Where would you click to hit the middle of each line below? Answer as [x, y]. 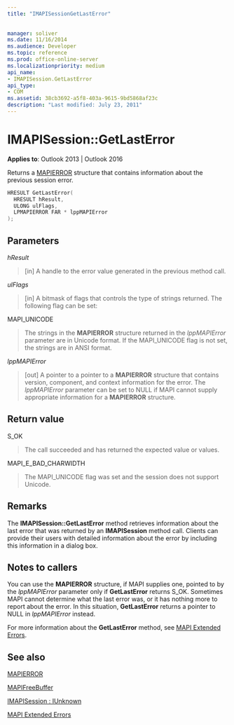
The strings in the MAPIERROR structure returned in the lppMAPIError [125, 333]
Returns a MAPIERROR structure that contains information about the [105, 172]
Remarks [27, 506]
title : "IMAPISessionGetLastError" [59, 14]
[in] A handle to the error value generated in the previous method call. [125, 271]
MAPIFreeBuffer [30, 688]
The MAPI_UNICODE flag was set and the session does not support [122, 476]
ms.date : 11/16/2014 [37, 40]
